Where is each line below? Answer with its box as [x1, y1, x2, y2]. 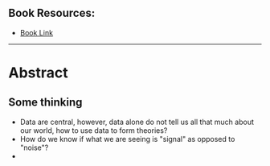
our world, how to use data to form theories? [19, 125, 168, 135]
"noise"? [19, 143, 49, 152]
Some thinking [8, 96, 83, 110]
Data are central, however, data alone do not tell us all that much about [19, 117, 255, 127]
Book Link [19, 27, 54, 37]
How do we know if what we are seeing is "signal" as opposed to [19, 134, 235, 143]
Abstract [8, 64, 68, 81]
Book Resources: [8, 6, 96, 20]
